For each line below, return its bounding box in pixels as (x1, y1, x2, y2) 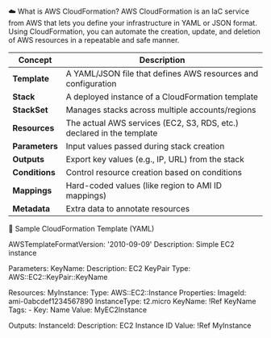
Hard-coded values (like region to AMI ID (65, 180, 223, 191)
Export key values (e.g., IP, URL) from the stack (65, 154, 244, 165)
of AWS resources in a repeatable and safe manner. (8, 35, 180, 44)
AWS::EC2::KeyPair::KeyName (8, 273, 108, 282)
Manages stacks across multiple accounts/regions (65, 104, 256, 115)
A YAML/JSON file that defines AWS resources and (65, 68, 259, 79)
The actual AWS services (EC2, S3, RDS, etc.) (65, 118, 240, 128)
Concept (18, 55, 52, 65)
